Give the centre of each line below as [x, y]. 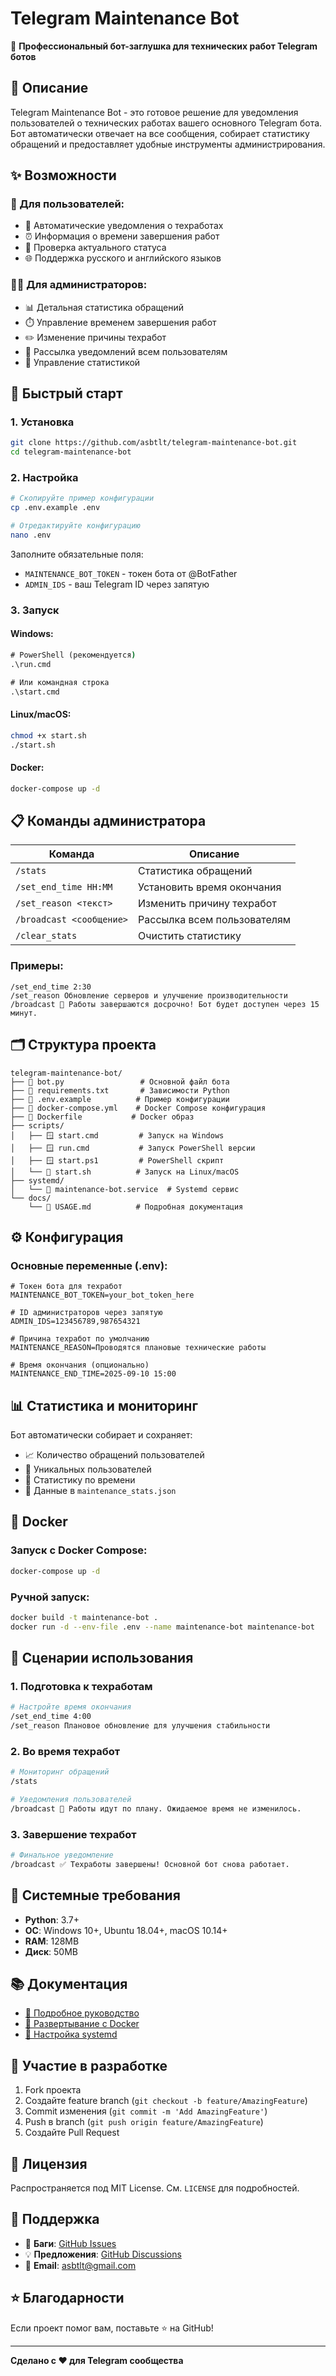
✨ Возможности [63, 175]
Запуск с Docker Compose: [79, 1550]
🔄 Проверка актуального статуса [95, 248]
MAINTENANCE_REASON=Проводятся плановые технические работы [138, 1348]
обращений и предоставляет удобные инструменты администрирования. [168, 144]
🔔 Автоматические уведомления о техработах [124, 226]
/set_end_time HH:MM [64, 887]
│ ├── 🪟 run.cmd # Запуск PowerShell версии [133, 1148]
